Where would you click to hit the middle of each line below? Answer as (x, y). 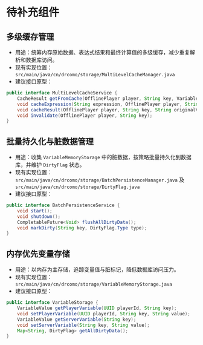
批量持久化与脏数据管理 (50, 141)
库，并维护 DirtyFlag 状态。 (50, 165)
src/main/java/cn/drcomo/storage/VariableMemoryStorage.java (94, 284)
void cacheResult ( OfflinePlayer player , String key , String (94, 110)
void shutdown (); (39, 216)
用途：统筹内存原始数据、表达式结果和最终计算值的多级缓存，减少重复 (102, 52)
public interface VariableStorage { (52, 303)
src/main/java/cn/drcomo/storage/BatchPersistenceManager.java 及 (100, 180)
